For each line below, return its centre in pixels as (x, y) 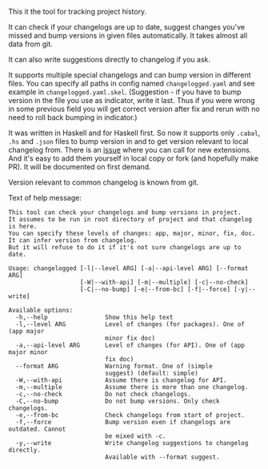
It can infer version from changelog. (73, 240)
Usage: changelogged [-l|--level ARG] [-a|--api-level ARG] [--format (128, 268)
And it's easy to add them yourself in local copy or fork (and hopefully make (133, 158)
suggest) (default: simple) (152, 373)
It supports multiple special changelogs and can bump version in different (130, 75)
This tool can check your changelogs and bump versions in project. (125, 213)
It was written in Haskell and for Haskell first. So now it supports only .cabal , (134, 133)
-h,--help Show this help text (94, 317)
